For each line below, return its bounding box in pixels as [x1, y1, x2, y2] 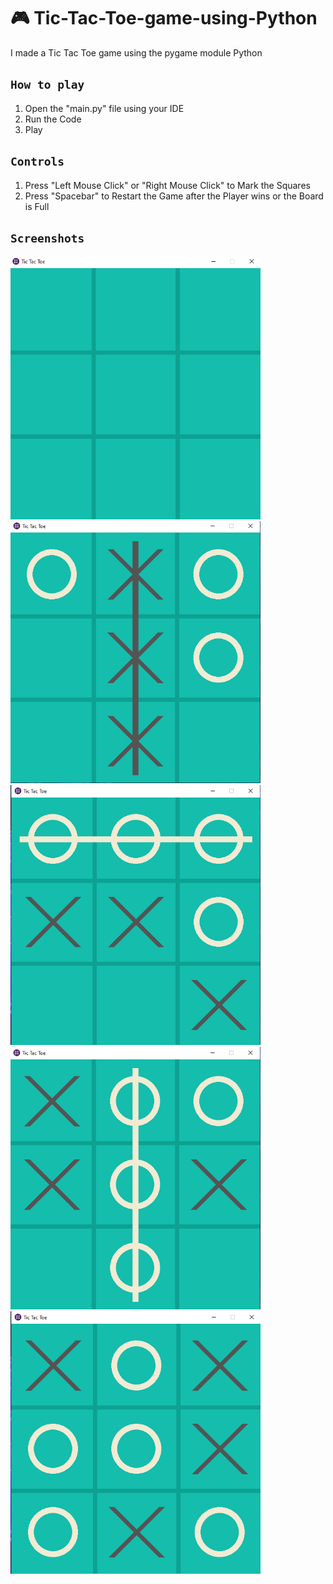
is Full [24, 200, 50, 212]
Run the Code [24, 113, 82, 125]
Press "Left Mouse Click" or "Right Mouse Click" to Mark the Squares [24, 179, 311, 191]
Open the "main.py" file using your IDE [24, 102, 185, 114]
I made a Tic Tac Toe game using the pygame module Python [10, 46, 263, 59]
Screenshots [10, 231, 85, 245]
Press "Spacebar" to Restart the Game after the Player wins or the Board [24, 190, 324, 202]
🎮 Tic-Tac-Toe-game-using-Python [10, 7, 318, 30]
